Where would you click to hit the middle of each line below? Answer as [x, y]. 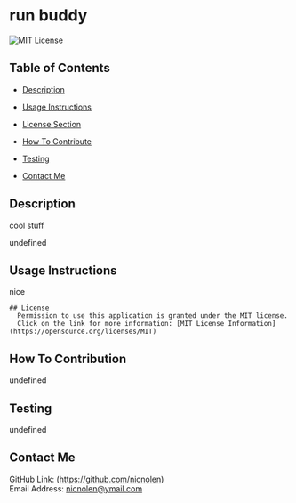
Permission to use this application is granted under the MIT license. [153, 316]
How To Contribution [68, 358]
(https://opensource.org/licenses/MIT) [83, 332]
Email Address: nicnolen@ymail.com [76, 488]
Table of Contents [60, 68]
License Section [52, 124]
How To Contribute [56, 141]
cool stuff [27, 225]
